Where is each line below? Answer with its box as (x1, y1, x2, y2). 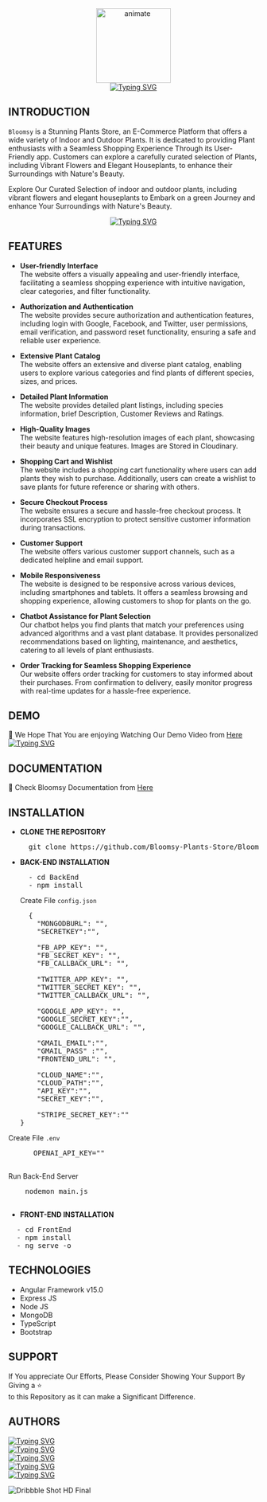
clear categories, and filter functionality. (19, 286, 151, 295)
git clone (28, 843, 67, 851)
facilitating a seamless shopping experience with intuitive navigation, (19, 278, 246, 287)
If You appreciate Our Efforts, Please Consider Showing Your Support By (8, 1371, 246, 1381)
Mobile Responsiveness (19, 570, 101, 580)
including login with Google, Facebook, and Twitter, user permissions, (19, 319, 249, 328)
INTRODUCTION (8, 105, 91, 119)
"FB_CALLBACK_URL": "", (37, 959, 130, 968)
